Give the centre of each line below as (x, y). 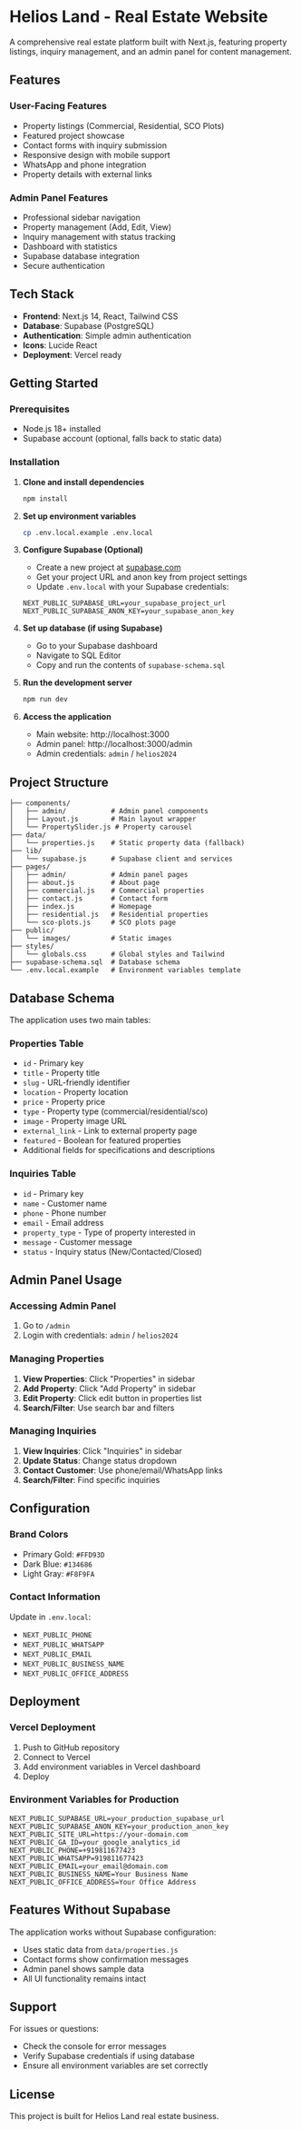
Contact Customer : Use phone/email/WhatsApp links (123, 1470)
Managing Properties (57, 1359)
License (32, 2094)
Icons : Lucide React (60, 345)
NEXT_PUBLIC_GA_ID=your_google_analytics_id (95, 1842)
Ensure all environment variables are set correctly (115, 2065)
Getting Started (54, 383)
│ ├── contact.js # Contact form (89, 899)
